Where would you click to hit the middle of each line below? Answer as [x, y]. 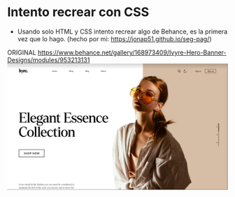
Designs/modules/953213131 [49, 59]
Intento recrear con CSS [78, 12]
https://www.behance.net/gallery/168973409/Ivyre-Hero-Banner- [132, 52]
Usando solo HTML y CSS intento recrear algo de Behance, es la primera [122, 31]
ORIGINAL [22, 52]
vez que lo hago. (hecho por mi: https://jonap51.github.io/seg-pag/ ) [114, 38]
